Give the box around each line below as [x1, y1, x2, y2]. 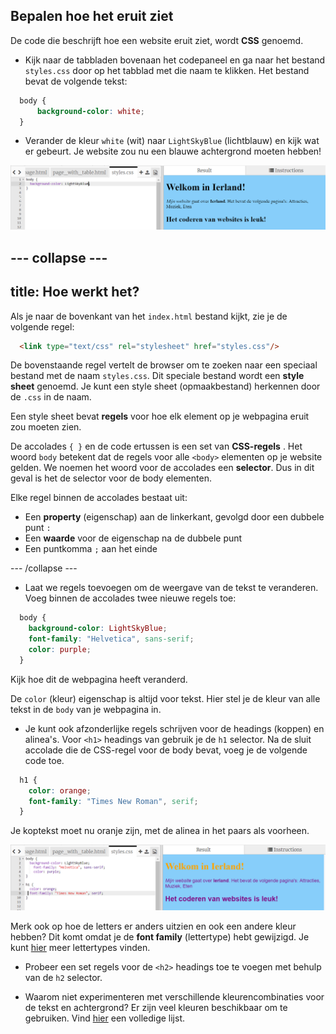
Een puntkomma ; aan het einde [24, 543, 158, 555]
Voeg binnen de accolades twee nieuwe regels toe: [24, 592, 237, 604]
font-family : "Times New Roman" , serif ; [28, 796, 199, 806]
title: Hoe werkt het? [10, 284, 140, 301]
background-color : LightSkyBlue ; [28, 624, 168, 634]
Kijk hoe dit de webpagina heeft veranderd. [10, 673, 188, 685]
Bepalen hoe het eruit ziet [10, 8, 174, 25]
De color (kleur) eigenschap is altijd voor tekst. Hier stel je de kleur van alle [10, 692, 321, 704]
